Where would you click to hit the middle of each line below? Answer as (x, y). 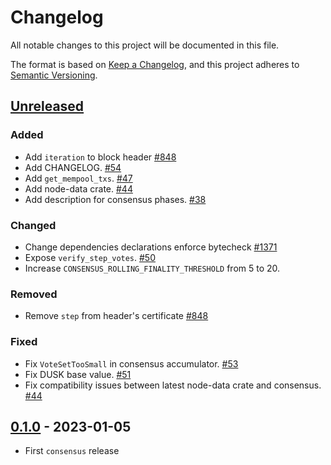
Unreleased (47, 106)
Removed (34, 294)
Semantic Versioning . (54, 75)
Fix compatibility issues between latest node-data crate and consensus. (173, 385)
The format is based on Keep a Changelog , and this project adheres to (155, 64)
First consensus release (72, 451)
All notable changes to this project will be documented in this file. (145, 45)
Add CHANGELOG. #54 (73, 167)
